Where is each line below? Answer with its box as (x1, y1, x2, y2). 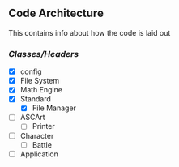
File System (19, 76, 60, 86)
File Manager (32, 103, 77, 113)
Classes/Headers (8, 48, 79, 59)
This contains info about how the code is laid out (8, 28, 171, 37)
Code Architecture (8, 6, 104, 20)
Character (19, 131, 54, 140)
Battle (32, 139, 53, 149)
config (19, 66, 42, 76)
